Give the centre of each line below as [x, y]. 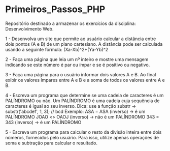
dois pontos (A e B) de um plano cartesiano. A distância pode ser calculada [84, 44]
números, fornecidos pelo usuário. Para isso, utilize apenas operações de [82, 137]
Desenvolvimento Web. [29, 28]
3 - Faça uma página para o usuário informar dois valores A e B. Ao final [81, 74]
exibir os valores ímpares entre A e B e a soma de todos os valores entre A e [85, 80]
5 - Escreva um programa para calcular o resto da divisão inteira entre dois [83, 132]
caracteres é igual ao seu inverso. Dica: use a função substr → [71, 106]
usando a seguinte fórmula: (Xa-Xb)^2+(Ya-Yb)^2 [57, 49]
